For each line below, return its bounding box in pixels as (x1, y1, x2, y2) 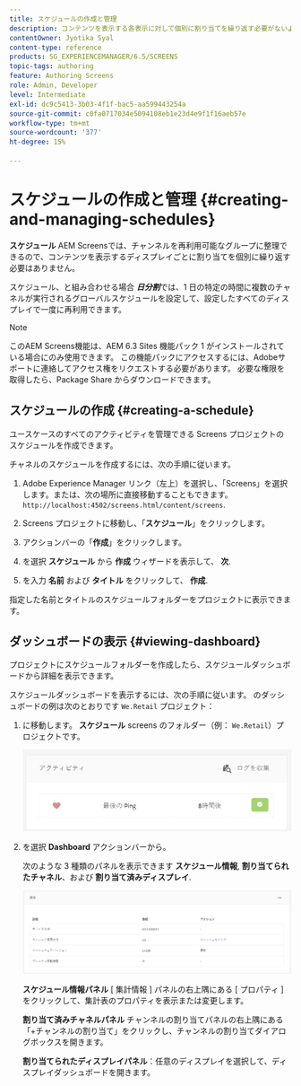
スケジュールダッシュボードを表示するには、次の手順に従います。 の (9, 689, 262, 700)
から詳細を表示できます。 (24, 670, 119, 681)
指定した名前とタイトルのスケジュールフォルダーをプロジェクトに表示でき (9, 593, 284, 605)
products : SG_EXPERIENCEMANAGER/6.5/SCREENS (9, 52, 178, 62)
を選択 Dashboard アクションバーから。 (21, 841, 171, 852)
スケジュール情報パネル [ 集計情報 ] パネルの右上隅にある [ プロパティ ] (21, 984, 284, 994)
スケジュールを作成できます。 (9, 440, 118, 451)
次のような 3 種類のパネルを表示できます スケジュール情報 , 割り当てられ (21, 860, 289, 871)
